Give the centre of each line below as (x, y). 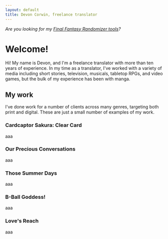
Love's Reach (22, 221)
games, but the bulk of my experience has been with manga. (68, 79)
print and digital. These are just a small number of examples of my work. (80, 112)
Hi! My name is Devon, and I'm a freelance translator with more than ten (79, 63)
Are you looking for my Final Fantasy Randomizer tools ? (63, 29)
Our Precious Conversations (40, 149)
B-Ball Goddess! (26, 197)
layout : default (22, 10)
